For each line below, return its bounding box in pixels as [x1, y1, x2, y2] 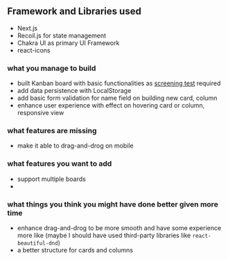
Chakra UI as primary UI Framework [17, 38, 120, 47]
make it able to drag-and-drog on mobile [17, 141, 134, 150]
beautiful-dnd [17, 240, 58, 247]
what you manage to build [7, 63, 96, 73]
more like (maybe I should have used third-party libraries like [17, 232, 191, 239]
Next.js [17, 24, 38, 32]
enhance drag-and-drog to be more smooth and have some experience [17, 224, 222, 232]
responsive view [17, 109, 64, 117]
